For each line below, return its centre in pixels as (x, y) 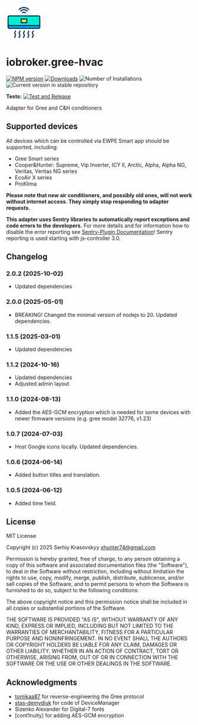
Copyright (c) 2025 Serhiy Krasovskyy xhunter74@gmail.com (81, 547)
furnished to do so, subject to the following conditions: (72, 591)
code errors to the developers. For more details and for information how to (98, 225)
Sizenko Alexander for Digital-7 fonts (59, 709)
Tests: (14, 96)
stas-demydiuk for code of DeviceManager (67, 703)
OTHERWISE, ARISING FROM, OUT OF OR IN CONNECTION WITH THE (92, 657)
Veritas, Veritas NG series (46, 171)
